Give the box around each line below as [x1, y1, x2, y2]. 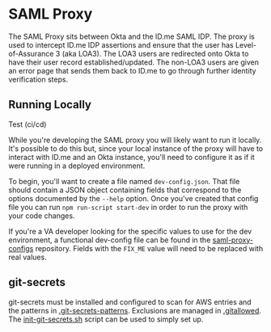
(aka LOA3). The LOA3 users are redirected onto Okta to [61, 48, 249, 58]
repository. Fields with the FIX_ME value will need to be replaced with [35, 243, 264, 253]
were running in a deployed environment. [8, 161, 146, 170]
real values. [8, 252, 47, 262]
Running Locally [8, 98, 91, 111]
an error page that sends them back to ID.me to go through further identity [8, 65, 256, 75]
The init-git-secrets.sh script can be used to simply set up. [8, 314, 204, 324]
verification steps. [8, 74, 69, 84]
